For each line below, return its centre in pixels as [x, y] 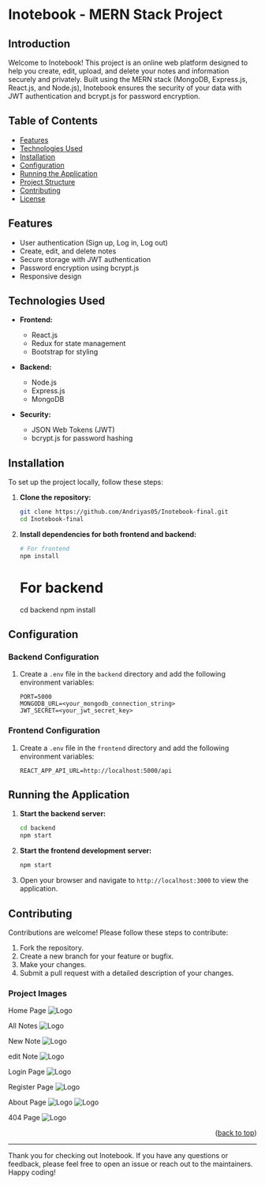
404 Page [24, 1118]
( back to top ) [236, 1133]
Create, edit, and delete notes [68, 251]
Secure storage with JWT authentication [85, 259]
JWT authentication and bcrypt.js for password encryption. [105, 96]
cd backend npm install [58, 609]
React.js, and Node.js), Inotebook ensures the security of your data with [125, 88]
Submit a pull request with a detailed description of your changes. [127, 973]
